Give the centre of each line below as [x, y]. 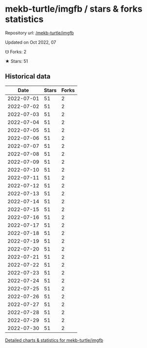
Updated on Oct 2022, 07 [31, 42]
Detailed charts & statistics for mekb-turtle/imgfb [54, 340]
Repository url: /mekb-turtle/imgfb [39, 33]
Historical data [28, 77]
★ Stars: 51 [17, 61]
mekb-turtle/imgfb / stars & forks [74, 9]
